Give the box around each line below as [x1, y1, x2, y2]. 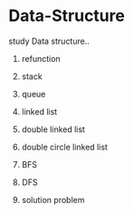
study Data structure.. [8, 36, 90, 46]
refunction [21, 53, 61, 64]
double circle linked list [21, 141, 108, 152]
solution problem [21, 194, 85, 205]
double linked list [21, 124, 85, 135]
